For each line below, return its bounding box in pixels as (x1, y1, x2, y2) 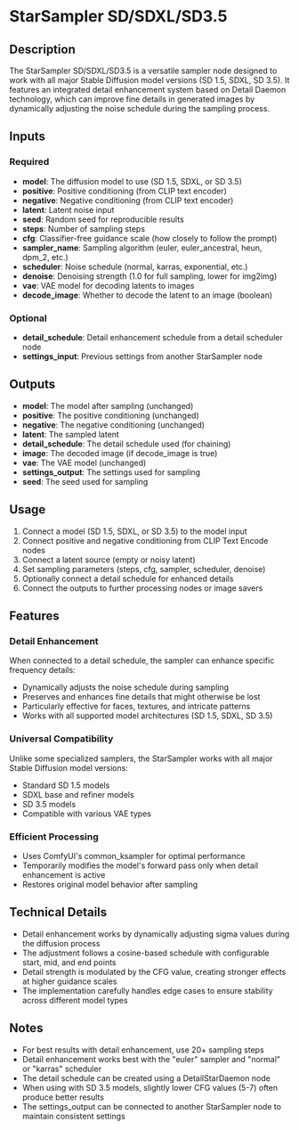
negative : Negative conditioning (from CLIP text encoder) (21, 194, 234, 206)
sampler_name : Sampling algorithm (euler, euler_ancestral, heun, (21, 242, 263, 253)
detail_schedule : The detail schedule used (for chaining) (21, 438, 231, 449)
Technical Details (9, 905, 108, 920)
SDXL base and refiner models (21, 789, 135, 799)
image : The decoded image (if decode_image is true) (21, 447, 218, 458)
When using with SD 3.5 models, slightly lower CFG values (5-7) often (21, 1082, 279, 1093)
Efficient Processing (9, 831, 100, 843)
